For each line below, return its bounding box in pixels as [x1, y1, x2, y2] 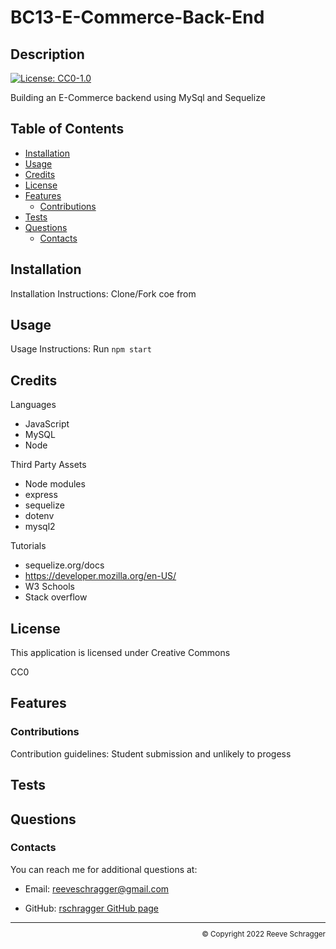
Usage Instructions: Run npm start [10, 343, 152, 355]
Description [10, 46, 85, 63]
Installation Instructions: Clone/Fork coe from [10, 287, 197, 300]
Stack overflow [24, 591, 88, 603]
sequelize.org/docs [24, 559, 105, 571]
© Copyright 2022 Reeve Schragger [201, 929, 326, 940]
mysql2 [24, 521, 56, 533]
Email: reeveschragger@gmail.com [24, 882, 170, 895]
